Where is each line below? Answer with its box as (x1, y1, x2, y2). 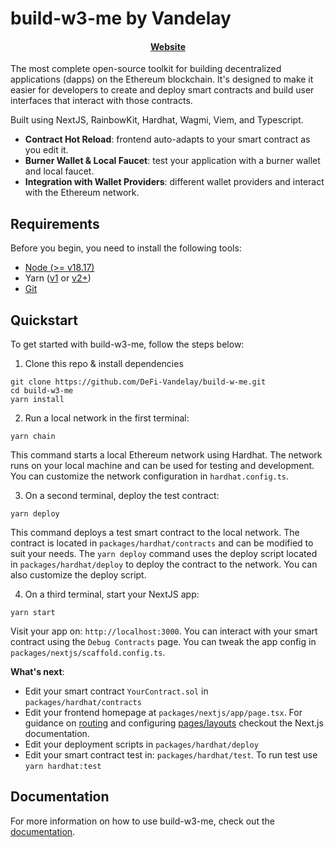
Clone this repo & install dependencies (24, 358, 184, 370)
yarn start (10, 608, 56, 618)
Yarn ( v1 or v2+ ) (24, 272, 92, 284)
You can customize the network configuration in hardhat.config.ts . (10, 470, 290, 482)
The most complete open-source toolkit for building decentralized (10, 63, 282, 75)
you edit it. (24, 144, 69, 156)
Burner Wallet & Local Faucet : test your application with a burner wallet (24, 155, 321, 167)
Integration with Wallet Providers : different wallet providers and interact (24, 176, 325, 188)
